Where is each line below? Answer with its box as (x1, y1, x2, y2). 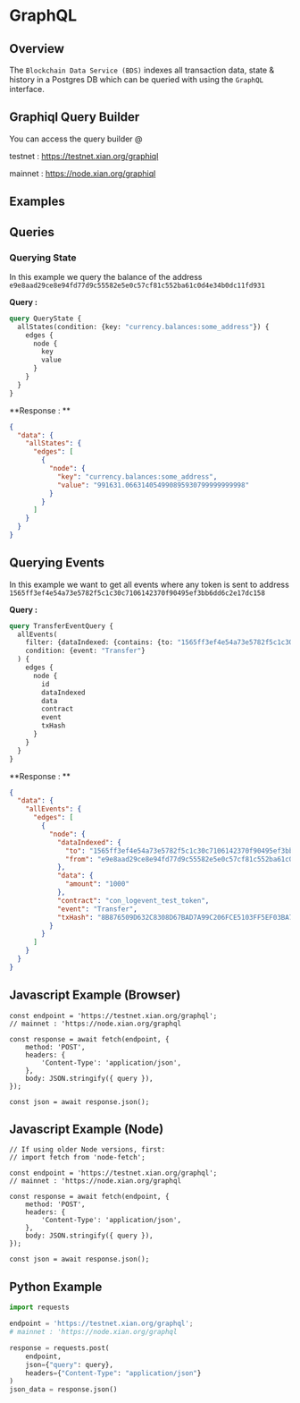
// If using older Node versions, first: (9, 1145, 166, 1154)
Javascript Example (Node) (9, 1122, 164, 1137)
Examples (9, 194, 65, 209)
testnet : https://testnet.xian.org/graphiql (9, 150, 159, 161)
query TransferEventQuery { (9, 621, 114, 631)
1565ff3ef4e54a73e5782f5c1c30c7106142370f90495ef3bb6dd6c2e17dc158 (9, 588, 266, 598)
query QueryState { (9, 314, 82, 323)
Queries (9, 225, 55, 240)
